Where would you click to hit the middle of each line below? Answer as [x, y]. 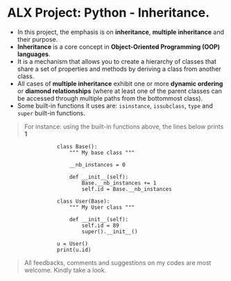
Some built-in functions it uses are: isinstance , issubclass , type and [115, 105]
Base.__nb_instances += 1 [119, 183]
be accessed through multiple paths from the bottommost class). [110, 98]
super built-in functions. [51, 113]
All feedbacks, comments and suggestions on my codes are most [118, 262]
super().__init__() [110, 231]
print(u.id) [74, 250]
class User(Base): [83, 201]
